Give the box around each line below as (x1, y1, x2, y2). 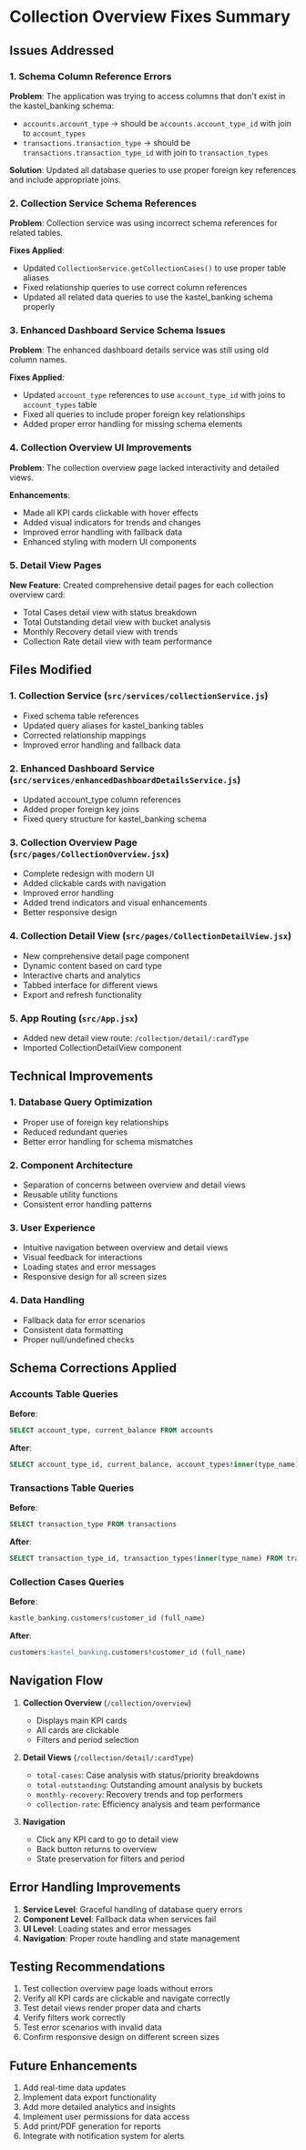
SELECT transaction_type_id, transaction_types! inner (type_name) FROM (9, 1554, 283, 1564)
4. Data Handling (9, 1294, 85, 1307)
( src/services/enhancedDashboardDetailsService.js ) (9, 773, 241, 786)
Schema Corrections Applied (9, 1360, 178, 1376)
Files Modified (9, 662, 93, 678)
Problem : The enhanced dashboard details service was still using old (9, 344, 269, 356)
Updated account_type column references (22, 794, 182, 805)
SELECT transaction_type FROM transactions (9, 1520, 178, 1529)
